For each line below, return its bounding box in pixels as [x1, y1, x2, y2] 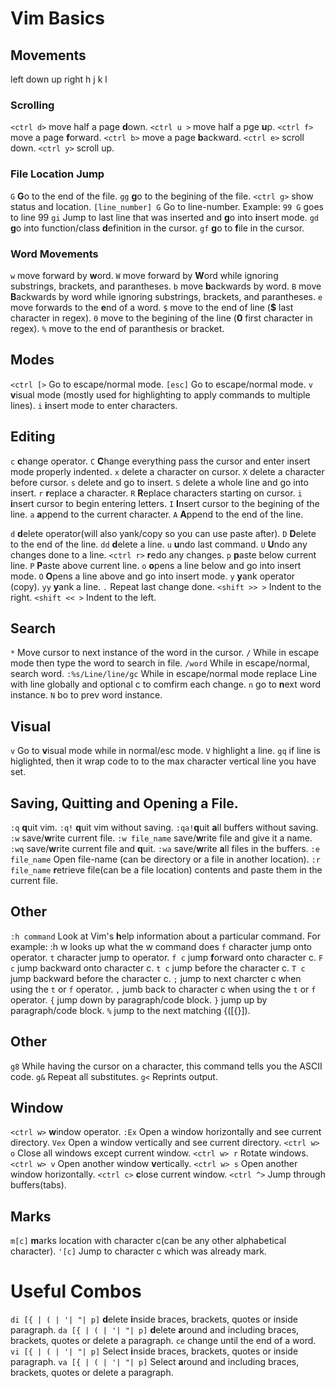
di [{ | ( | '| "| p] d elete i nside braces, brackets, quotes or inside [10, 1313, 298, 1326]
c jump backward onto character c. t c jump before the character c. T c [10, 962, 306, 974]
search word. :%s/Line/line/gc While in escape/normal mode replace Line [10, 668, 318, 680]
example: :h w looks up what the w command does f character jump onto [10, 940, 312, 952]
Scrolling [10, 98, 55, 112]
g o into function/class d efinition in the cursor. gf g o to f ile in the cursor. [10, 222, 305, 234]
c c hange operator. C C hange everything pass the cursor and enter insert [10, 455, 311, 467]
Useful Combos [10, 1280, 142, 1303]
